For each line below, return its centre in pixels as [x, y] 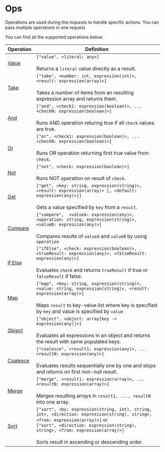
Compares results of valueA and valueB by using [92, 236]
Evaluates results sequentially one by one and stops [96, 365]
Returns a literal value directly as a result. [86, 69]
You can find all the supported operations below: [54, 37]
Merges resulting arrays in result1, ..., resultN [93, 396]
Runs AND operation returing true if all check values [95, 123]
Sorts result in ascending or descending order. [90, 442]
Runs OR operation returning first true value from [92, 153]
